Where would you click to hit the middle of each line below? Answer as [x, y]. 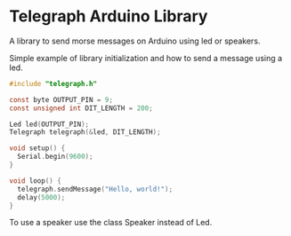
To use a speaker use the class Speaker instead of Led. [111, 223]
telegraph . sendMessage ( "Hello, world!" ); [95, 189]
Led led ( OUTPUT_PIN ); [49, 124]
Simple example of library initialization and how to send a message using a [146, 58]
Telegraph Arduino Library [109, 16]
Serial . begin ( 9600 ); [55, 157]
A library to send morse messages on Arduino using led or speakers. [135, 41]
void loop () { [36, 181]
